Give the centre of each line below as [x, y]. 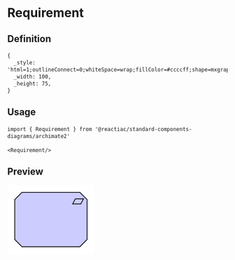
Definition [29, 39]
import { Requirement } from [50, 129]
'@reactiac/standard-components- [143, 129]
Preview [26, 172]
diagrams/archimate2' [39, 136]
